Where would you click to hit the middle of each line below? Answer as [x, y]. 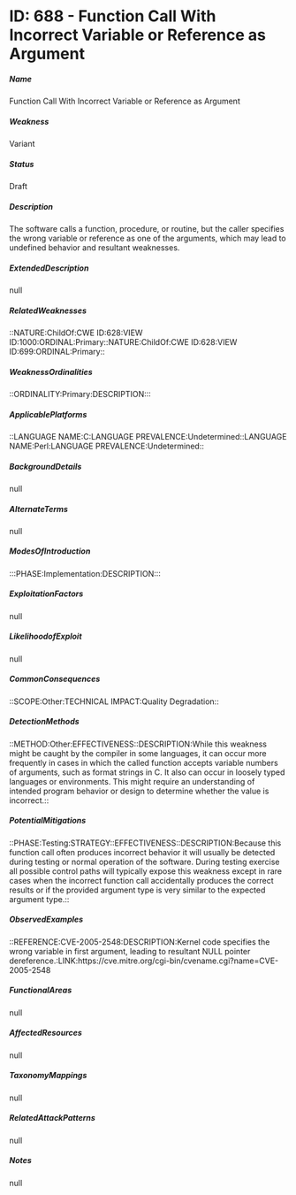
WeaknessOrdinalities [51, 372]
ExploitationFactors [46, 594]
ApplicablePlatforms [48, 414]
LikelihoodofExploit [46, 636]
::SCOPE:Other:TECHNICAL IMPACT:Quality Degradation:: [114, 701]
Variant [22, 144]
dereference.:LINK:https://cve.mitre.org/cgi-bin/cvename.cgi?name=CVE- [144, 961]
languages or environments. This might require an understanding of [132, 781]
